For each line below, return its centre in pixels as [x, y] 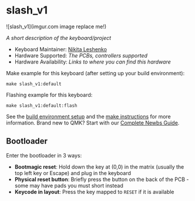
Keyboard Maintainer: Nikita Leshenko [61, 49]
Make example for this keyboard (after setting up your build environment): [95, 73]
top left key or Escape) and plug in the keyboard [73, 173]
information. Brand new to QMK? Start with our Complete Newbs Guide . [93, 123]
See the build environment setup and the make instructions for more [89, 116]
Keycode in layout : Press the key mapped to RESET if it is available [94, 192]
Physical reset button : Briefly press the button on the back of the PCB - [102, 179]
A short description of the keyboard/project [59, 38]
